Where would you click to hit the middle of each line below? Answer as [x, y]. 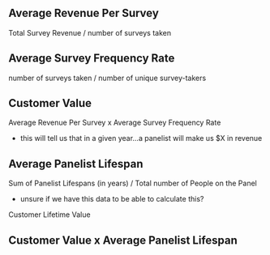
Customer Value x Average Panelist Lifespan [123, 240]
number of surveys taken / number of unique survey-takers [107, 78]
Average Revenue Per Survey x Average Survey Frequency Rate [115, 123]
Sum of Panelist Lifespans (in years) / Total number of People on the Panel [133, 183]
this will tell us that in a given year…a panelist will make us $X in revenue [141, 138]
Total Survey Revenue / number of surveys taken [90, 32]
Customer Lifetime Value [49, 215]
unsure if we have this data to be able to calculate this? [112, 199]
